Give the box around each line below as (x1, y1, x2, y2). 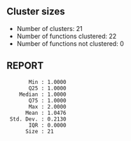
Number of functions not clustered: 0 (16, 39, 124, 48)
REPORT (6, 60, 44, 72)
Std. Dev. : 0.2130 (9, 116, 67, 123)
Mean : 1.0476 (25, 109, 67, 116)
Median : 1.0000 (19, 91, 67, 98)
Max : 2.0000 (28, 103, 67, 110)
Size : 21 (25, 128, 54, 135)
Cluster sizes (6, 6, 65, 18)
